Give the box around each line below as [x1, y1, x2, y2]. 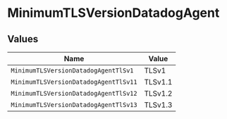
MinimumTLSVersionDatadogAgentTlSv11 [11, 78, 137, 86]
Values [7, 33, 39, 45]
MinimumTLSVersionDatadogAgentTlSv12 [11, 89, 137, 97]
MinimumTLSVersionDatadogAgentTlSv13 [11, 101, 137, 108]
